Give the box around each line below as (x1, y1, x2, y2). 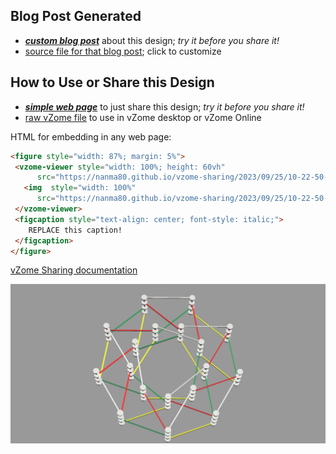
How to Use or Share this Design (10, 74, 215, 91)
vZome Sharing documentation (10, 264, 138, 276)
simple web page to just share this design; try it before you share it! (24, 100, 305, 113)
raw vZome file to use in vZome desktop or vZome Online (24, 111, 262, 123)
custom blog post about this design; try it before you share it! (24, 34, 280, 46)
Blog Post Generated (10, 8, 142, 25)
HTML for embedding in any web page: (10, 130, 172, 143)
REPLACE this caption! (28, 225, 123, 235)
